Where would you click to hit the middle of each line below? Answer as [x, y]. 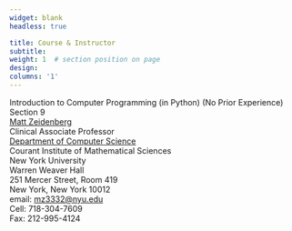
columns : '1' [34, 77]
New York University [48, 160]
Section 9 [27, 112]
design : [24, 68]
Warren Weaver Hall [47, 170]
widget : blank [36, 18]
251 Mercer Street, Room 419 [64, 179]
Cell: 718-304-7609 [46, 208]
